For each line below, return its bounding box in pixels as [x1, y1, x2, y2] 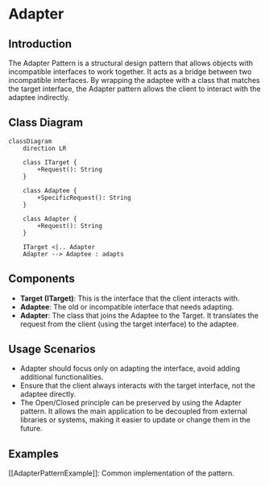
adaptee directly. [19, 389, 77, 399]
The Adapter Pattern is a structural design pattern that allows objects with [8, 58, 254, 68]
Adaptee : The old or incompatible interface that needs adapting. [19, 301, 234, 311]
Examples [8, 447, 59, 460]
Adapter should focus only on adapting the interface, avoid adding [19, 363, 240, 373]
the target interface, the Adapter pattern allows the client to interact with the [8, 84, 261, 93]
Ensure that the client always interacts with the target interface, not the [19, 380, 256, 391]
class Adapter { [23, 214, 78, 222]
